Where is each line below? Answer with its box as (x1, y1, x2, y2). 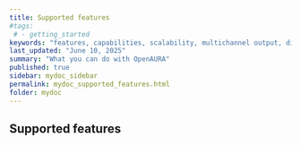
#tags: (9, 21, 34, 30)
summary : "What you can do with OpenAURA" (9, 55, 170, 64)
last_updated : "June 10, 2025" (9, 47, 126, 55)
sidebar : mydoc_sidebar (9, 72, 99, 81)
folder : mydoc (9, 88, 63, 97)
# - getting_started (13, 30, 90, 38)
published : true (9, 64, 70, 72)
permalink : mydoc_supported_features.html (9, 80, 170, 89)
